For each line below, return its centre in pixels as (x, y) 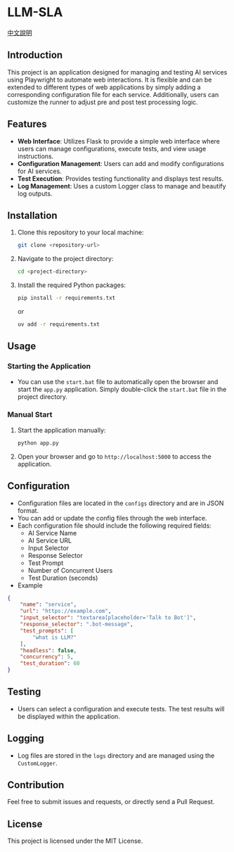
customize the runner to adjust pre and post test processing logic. (103, 102)
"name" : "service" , (48, 605)
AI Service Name (52, 533)
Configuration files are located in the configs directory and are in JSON (121, 503)
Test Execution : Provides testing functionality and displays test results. (121, 178)
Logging (26, 738)
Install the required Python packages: (72, 285)
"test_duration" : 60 (50, 663)
